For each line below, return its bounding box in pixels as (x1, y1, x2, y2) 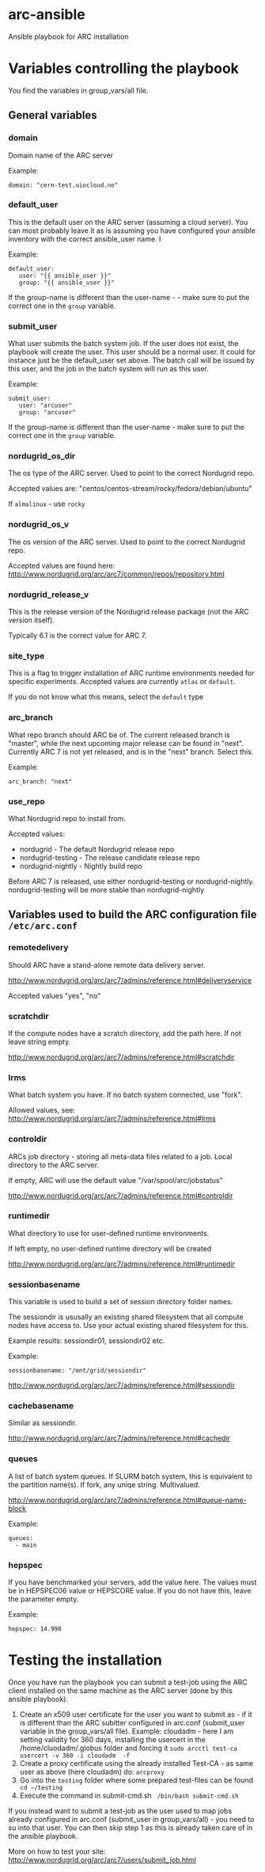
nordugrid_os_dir (8, 451, 76, 462)
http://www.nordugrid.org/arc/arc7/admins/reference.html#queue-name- (8, 1495, 247, 1505)
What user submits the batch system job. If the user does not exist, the (8, 339, 239, 348)
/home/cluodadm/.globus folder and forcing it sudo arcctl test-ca (19, 1743, 237, 1752)
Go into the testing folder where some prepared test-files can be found (19, 1775, 254, 1785)
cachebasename (8, 1400, 74, 1411)
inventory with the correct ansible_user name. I (8, 234, 161, 243)
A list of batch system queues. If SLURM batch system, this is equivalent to (8, 1471, 253, 1481)
